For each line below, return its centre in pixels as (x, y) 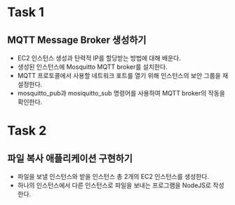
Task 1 (26, 12)
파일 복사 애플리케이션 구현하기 (70, 158)
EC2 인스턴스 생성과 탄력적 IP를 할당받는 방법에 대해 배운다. (99, 58)
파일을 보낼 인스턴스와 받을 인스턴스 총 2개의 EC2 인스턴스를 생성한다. (113, 177)
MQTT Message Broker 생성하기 (77, 40)
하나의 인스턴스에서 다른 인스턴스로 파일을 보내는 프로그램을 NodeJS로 (114, 185)
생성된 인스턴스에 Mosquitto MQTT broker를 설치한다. (92, 67)
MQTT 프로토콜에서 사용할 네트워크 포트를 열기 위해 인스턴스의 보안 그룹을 (119, 75)
